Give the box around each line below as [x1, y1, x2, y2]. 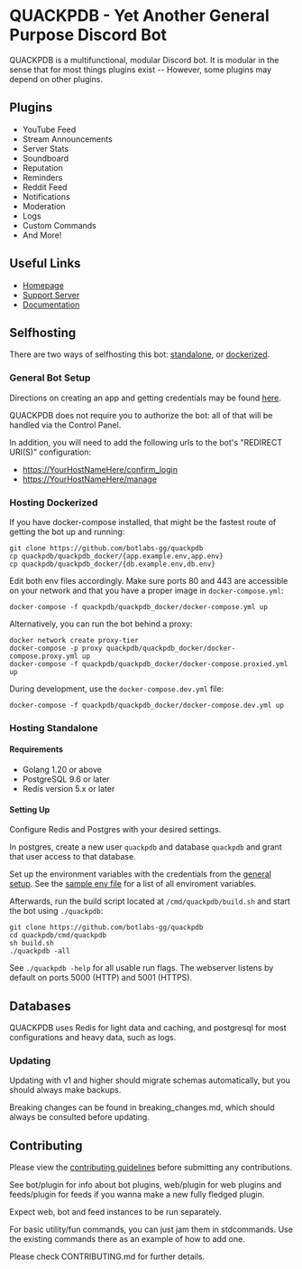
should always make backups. [9, 1085, 122, 1095]
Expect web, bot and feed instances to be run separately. [9, 1207, 223, 1217]
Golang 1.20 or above [22, 765, 102, 775]
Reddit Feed [22, 182, 68, 193]
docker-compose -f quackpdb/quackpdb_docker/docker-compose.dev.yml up [9, 700, 284, 710]
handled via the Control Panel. [9, 419, 122, 430]
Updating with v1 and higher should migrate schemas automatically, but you [9, 1075, 291, 1086]
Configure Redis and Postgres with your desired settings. [9, 824, 222, 835]
